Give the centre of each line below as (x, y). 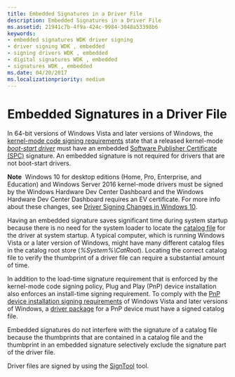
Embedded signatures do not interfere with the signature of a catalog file (112, 330)
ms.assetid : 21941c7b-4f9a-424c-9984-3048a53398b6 (83, 27)
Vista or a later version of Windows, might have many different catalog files (116, 243)
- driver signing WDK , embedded (56, 46)
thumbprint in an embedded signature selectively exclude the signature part (117, 345)
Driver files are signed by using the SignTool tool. (78, 366)
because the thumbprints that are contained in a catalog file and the (105, 338)
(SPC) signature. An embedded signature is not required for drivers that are (116, 156)
